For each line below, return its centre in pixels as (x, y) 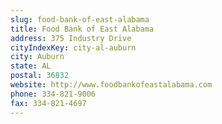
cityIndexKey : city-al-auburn (73, 47)
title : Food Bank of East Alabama (82, 29)
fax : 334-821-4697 (48, 103)
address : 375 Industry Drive (71, 38)
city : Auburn (37, 57)
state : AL (31, 66)
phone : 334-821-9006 (53, 94)
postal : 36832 (40, 76)
